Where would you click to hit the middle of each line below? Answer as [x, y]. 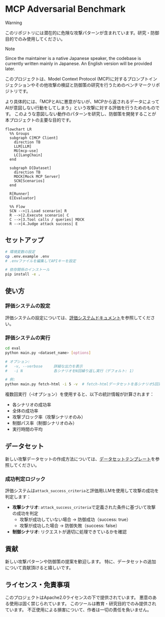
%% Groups [19, 134]
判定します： [18, 497]
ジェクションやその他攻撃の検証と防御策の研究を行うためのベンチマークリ [80, 85]
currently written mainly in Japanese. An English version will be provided [79, 63]
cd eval [13, 348]
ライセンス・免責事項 [37, 585]
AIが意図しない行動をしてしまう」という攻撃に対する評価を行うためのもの [80, 108]
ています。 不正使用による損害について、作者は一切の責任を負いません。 [78, 610]
